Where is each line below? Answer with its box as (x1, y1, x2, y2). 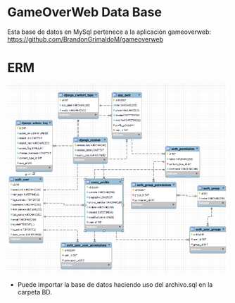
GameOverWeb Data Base (7, 4, 162, 20)
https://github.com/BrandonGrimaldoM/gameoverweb (7, 35, 164, 43)
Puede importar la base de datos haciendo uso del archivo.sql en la (17, 280, 213, 289)
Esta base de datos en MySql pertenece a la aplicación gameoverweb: (7, 27, 212, 36)
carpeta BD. (17, 288, 53, 297)
